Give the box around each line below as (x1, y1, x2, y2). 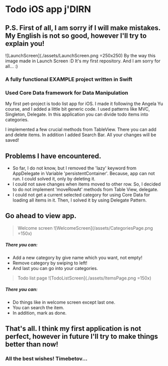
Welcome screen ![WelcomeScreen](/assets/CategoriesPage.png (17, 225, 153, 231)
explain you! (5, 39, 45, 48)
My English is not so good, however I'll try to (5, 31, 147, 40)
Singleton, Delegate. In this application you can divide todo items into (5, 112, 148, 118)
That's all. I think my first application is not (5, 324, 141, 333)
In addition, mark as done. (12, 310, 67, 316)
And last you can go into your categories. (12, 265, 98, 271)
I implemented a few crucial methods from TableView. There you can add (5, 127, 157, 133)
